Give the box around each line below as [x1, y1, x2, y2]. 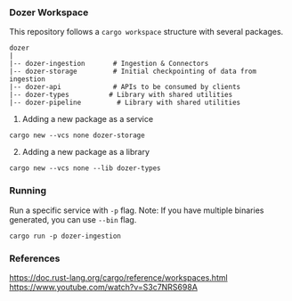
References [9, 252, 61, 264]
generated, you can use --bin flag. [9, 214, 137, 224]
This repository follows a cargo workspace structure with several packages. [9, 27, 284, 37]
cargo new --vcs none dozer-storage [9, 131, 145, 140]
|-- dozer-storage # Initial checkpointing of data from [9, 67, 256, 77]
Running [9, 184, 47, 197]
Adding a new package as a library [21, 147, 150, 158]
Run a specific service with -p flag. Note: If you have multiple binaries [9, 205, 264, 216]
